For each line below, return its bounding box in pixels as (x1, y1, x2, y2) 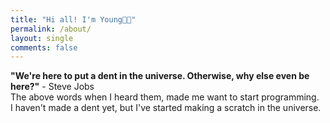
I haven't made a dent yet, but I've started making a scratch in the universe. (10, 102, 322, 114)
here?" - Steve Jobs (10, 81, 95, 93)
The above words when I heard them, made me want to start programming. (10, 91, 320, 103)
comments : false (10, 42, 78, 53)
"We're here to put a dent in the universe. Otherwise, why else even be (10, 70, 310, 82)
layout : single (10, 33, 74, 43)
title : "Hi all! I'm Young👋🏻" (10, 14, 137, 25)
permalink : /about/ (10, 24, 92, 34)
